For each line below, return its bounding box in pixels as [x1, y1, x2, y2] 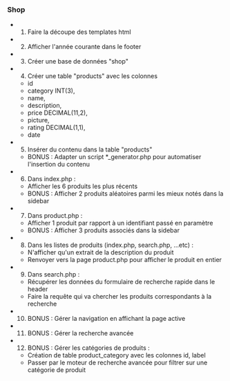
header [27, 285, 48, 293]
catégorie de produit [27, 366, 86, 374]
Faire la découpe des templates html [27, 28, 131, 36]
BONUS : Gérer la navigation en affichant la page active [27, 315, 186, 323]
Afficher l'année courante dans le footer [27, 43, 142, 51]
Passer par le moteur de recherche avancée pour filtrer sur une [27, 358, 208, 367]
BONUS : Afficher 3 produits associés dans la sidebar [27, 226, 180, 234]
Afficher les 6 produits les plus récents [27, 182, 138, 191]
